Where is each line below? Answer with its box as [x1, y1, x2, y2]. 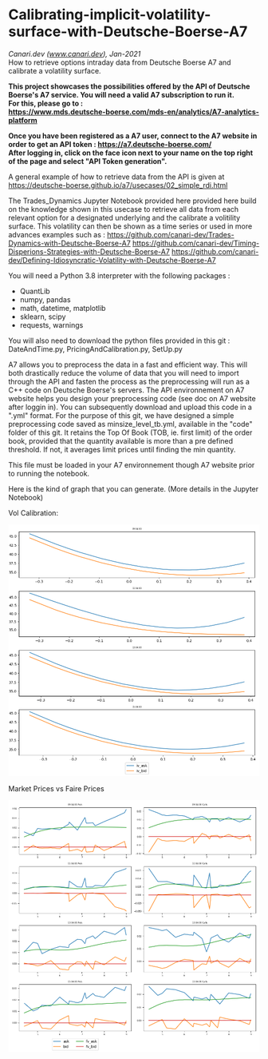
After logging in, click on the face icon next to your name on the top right [8, 148, 254, 157]
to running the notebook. [8, 468, 90, 478]
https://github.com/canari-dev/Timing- [132, 238, 260, 248]
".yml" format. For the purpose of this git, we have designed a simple [8, 410, 235, 420]
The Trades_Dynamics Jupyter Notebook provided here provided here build [8, 196, 257, 205]
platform [8, 115, 37, 125]
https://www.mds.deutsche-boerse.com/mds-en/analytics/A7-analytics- [8, 106, 259, 117]
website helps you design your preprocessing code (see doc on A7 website [8, 393, 257, 403]
